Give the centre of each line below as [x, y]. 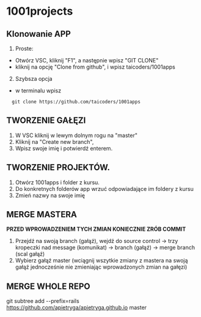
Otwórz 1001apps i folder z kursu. [57, 182]
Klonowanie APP [39, 34]
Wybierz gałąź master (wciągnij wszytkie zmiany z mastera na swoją [101, 261]
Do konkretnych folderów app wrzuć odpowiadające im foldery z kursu [104, 188]
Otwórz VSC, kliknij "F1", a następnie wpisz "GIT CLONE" [87, 60]
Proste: [24, 48]
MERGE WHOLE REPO [48, 286]
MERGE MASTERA [42, 214]
